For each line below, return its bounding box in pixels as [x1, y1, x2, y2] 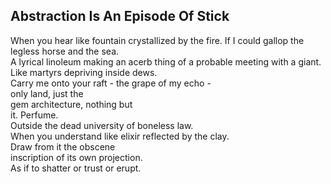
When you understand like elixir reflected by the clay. [10, 130, 230, 142]
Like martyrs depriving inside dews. [10, 66, 158, 78]
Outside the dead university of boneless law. [10, 119, 194, 131]
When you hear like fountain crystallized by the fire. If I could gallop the [10, 34, 305, 46]
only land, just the [10, 87, 84, 99]
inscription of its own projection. [10, 151, 143, 163]
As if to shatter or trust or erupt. [10, 162, 142, 174]
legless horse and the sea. [10, 45, 120, 57]
